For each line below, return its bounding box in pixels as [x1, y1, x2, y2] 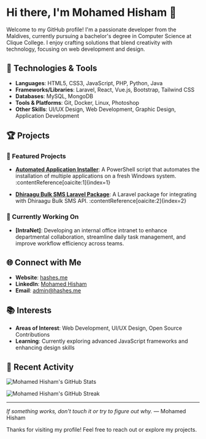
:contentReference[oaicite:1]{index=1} [15, 179, 111, 186]
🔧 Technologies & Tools [6, 63, 97, 74]
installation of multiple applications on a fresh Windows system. [15, 172, 177, 180]
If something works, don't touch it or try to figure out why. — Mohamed [6, 408, 186, 415]
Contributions [15, 331, 50, 338]
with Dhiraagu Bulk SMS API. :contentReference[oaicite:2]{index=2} [15, 197, 187, 205]
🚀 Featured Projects [6, 152, 66, 161]
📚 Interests [6, 305, 52, 315]
